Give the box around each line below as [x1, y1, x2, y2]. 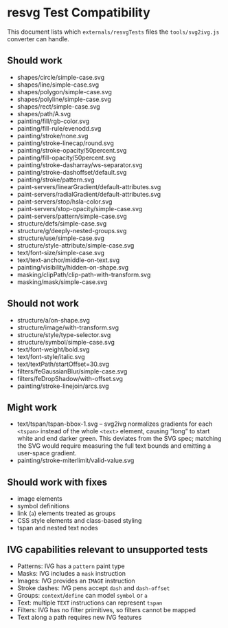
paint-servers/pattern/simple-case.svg [16, 212, 127, 220]
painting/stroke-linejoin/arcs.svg [16, 382, 109, 390]
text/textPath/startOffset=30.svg [16, 360, 110, 368]
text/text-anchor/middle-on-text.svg [16, 256, 120, 264]
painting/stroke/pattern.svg [16, 175, 95, 184]
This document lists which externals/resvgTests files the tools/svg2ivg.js [7, 28, 220, 36]
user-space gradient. [16, 449, 77, 457]
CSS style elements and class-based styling [16, 517, 142, 525]
